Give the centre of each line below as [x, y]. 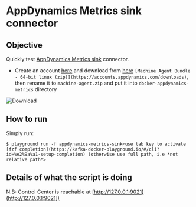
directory [46, 89]
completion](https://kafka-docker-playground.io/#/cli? [89, 149]
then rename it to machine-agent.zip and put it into [76, 83]
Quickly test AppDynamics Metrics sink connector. [68, 59]
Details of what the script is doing [69, 178]
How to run [27, 119]
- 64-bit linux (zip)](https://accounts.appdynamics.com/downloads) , [102, 77]
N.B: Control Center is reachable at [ [50, 192]
